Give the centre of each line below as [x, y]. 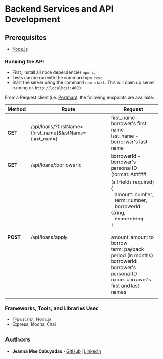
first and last [125, 286]
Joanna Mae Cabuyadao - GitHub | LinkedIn [57, 351]
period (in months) [132, 256]
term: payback [127, 249]
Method [17, 109]
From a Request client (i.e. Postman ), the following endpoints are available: [80, 97]
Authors [18, 339]
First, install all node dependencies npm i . [54, 72]
